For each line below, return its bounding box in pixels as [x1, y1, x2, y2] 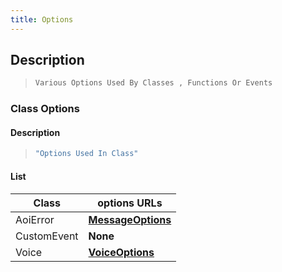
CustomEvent [15, 229, 79, 243]
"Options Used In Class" [34, 149, 139, 159]
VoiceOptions [88, 245, 155, 259]
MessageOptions [88, 212, 172, 226]
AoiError [15, 212, 55, 226]
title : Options [10, 14, 74, 25]
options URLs [97, 196, 163, 210]
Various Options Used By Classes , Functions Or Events [34, 78, 273, 88]
